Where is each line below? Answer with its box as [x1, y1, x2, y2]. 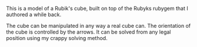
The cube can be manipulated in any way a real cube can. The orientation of [6, 23, 191, 29]
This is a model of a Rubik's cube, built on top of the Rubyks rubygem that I [6, 5, 188, 12]
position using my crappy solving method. [6, 35, 108, 41]
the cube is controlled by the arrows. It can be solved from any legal [6, 28, 171, 35]
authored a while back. [6, 11, 62, 18]
